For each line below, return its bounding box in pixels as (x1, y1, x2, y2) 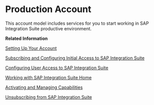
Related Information (5, 35, 48, 41)
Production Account (5, 4, 92, 15)
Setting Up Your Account (5, 45, 57, 51)
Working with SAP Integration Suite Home (5, 74, 92, 80)
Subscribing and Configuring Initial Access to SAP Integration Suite (5, 55, 145, 61)
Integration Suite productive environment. (5, 25, 92, 31)
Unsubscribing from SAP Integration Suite (5, 94, 92, 100)
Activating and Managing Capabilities (5, 84, 83, 90)
